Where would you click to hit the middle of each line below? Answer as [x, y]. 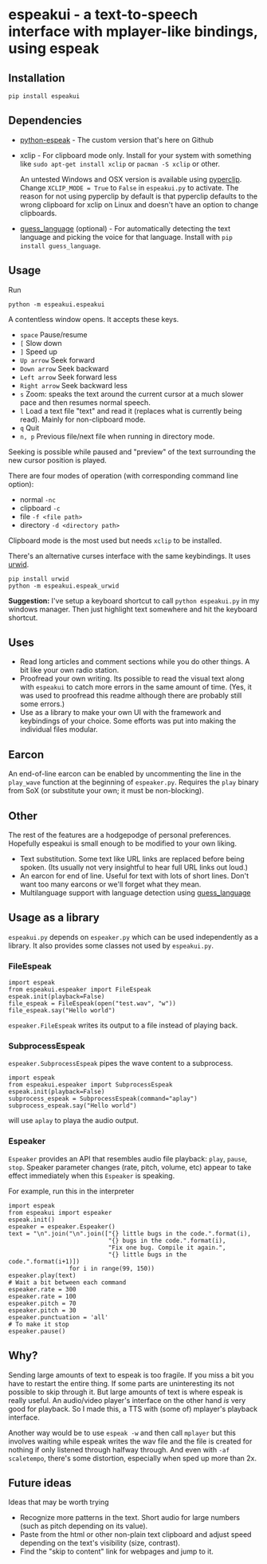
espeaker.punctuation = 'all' [59, 1317]
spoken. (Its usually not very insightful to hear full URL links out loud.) [134, 867]
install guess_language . [60, 246]
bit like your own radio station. [69, 670]
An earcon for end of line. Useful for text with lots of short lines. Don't [134, 876]
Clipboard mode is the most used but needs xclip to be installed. [115, 540]
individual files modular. [59, 729]
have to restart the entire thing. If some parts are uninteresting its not [122, 1383]
